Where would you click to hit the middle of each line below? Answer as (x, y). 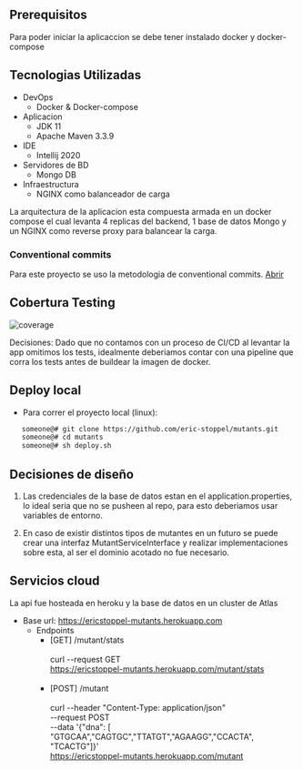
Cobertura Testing (62, 303)
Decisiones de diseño (72, 474)
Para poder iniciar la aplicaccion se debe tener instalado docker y (132, 36)
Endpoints (55, 630)
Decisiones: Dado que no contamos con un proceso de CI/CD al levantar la (150, 342)
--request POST (80, 717)
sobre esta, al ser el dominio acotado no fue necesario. (126, 552)
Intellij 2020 (58, 155)
